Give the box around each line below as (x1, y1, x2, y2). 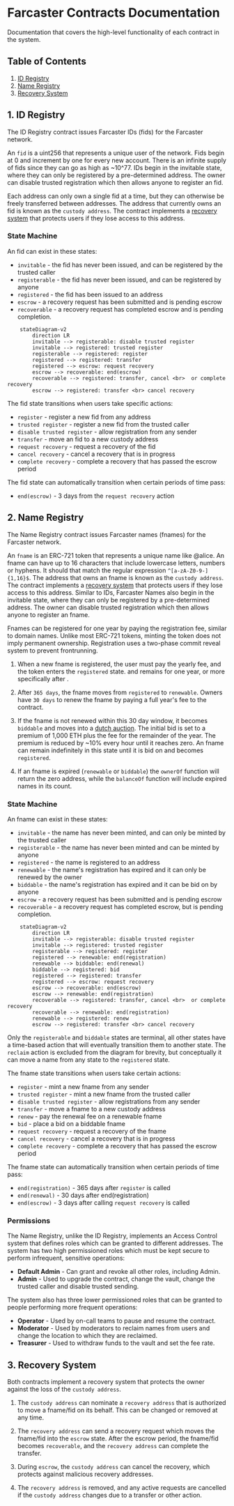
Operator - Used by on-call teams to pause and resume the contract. (17, 1316, 216, 1325)
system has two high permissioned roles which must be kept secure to (7, 1247, 210, 1255)
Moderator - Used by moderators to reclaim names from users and (17, 1324, 210, 1332)
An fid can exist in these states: (7, 247, 97, 255)
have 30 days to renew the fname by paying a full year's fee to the (17, 695, 207, 703)
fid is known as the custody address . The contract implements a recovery (7, 206, 217, 215)
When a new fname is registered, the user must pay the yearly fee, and (17, 660, 221, 668)
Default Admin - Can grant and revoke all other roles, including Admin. (17, 1268, 221, 1276)
